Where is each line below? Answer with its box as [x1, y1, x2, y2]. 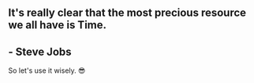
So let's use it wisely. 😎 [8, 66, 86, 75]
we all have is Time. [8, 19, 107, 32]
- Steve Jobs [8, 45, 73, 58]
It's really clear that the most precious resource [8, 6, 247, 20]
